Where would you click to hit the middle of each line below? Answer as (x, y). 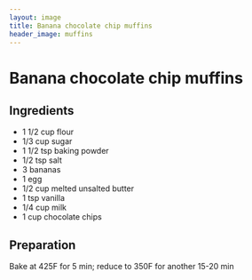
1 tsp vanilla (43, 198)
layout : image (35, 17)
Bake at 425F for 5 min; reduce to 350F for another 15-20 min (122, 267)
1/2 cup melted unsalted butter (78, 188)
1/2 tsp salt (42, 160)
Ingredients (42, 111)
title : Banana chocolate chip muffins (81, 26)
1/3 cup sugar (47, 141)
